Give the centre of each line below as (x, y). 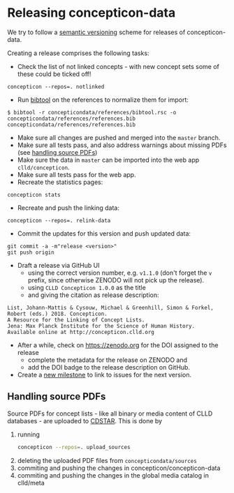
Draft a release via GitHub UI (58, 265)
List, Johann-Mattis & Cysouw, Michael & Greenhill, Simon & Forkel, (111, 308)
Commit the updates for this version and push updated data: (104, 233)
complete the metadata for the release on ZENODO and (107, 360)
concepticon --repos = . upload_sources (74, 447)
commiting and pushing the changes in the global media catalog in (113, 475)
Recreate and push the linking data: (68, 208)
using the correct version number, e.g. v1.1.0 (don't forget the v (120, 273)
